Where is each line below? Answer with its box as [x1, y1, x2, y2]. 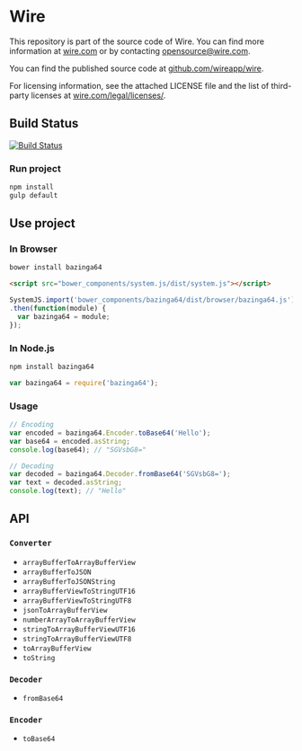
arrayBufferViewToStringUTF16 [22, 587, 137, 596]
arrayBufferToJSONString [22, 577, 116, 586]
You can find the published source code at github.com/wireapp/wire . [9, 63, 264, 74]
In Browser [9, 243, 58, 255]
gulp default [9, 190, 58, 199]
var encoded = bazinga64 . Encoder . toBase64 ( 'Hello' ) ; [9, 429, 211, 437]
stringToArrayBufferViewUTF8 [22, 634, 132, 643]
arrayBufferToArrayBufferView [22, 558, 137, 567]
